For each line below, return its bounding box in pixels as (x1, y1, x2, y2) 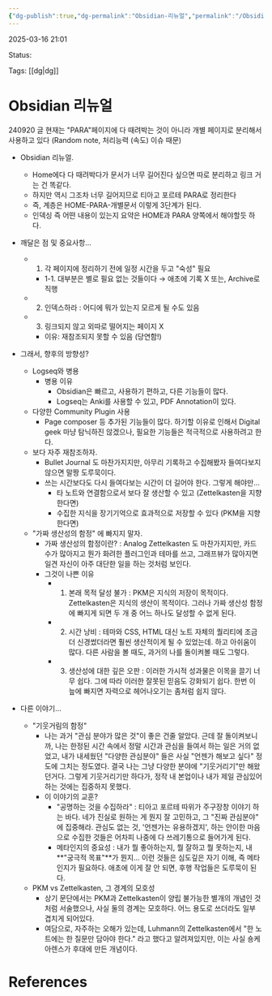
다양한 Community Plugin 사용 (32, 407, 131, 416)
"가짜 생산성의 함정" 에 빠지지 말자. (32, 528, 143, 538)
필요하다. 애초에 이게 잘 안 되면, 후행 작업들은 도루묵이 (78, 862, 249, 873)
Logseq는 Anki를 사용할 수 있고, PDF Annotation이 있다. (56, 396, 236, 406)
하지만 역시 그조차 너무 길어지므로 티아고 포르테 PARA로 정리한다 (32, 190, 237, 200)
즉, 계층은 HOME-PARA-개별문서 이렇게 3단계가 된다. (32, 200, 202, 209)
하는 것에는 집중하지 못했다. (44, 781, 131, 791)
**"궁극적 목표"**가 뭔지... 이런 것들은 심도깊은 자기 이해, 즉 (56, 852, 245, 862)
